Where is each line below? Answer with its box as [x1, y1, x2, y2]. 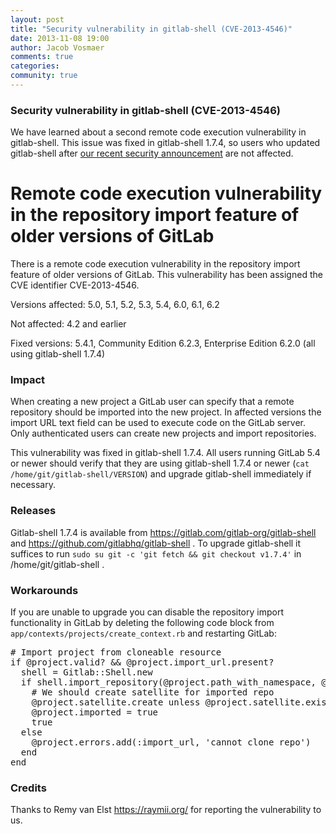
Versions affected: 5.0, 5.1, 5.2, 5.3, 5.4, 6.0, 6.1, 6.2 [10, 299, 220, 311]
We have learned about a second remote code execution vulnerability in [10, 126, 307, 138]
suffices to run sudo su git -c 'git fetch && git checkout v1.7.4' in [10, 547, 302, 560]
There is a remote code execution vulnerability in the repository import [10, 258, 301, 270]
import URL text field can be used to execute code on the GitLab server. [10, 417, 306, 429]
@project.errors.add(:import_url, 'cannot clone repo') [31, 737, 312, 748]
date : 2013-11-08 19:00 [10, 33, 110, 43]
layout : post [10, 14, 65, 25]
